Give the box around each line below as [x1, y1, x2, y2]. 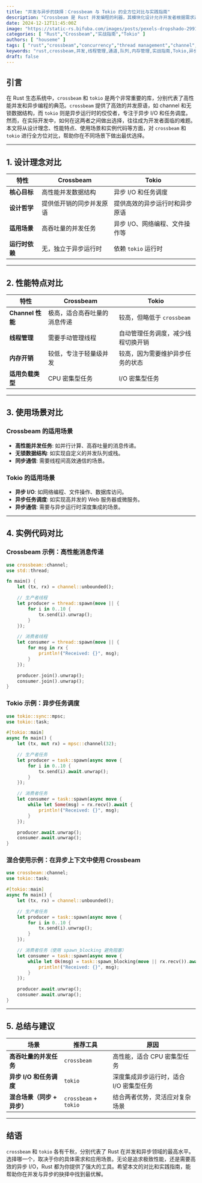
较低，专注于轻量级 [47, 350, 103, 358]
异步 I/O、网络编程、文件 [114, 220, 185, 228]
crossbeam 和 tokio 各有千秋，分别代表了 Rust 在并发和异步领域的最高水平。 [6, 1147, 194, 1155]
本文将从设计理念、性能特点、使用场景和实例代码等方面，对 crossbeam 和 [6, 125, 186, 132]
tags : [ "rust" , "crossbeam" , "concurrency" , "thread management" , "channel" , [6, 43, 198, 49]
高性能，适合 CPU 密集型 [112, 1052, 183, 1060]
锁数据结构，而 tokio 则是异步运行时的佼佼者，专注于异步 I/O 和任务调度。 [6, 110, 191, 117]
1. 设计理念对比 [6, 157, 62, 167]
